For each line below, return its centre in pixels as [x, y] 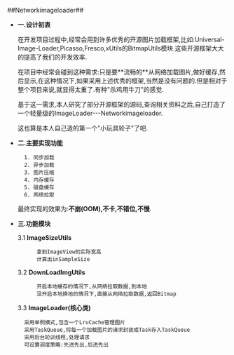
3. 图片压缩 [39, 173]
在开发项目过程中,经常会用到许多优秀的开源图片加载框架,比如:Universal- [121, 39]
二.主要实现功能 [40, 143]
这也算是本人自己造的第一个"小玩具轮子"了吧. [83, 128]
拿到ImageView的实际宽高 [69, 252]
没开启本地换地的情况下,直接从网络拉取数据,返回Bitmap [106, 294]
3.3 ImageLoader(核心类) [54, 308]
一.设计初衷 [34, 25]
